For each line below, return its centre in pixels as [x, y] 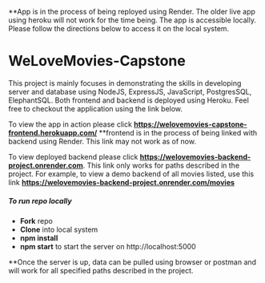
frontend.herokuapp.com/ [53, 132]
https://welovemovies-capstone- [190, 124]
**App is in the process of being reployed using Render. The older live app [132, 12]
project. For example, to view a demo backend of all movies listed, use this [131, 174]
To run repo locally [40, 200]
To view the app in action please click [70, 124]
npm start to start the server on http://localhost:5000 [108, 246]
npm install [39, 238]
